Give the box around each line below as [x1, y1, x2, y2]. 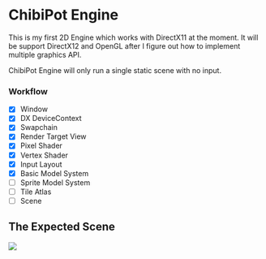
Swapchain [19, 123, 58, 132]
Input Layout [19, 159, 62, 169]
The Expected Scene [8, 220, 116, 234]
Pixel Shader [19, 140, 63, 151]
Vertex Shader [19, 150, 69, 160]
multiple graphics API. [8, 50, 82, 59]
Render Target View [19, 132, 87, 141]
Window [19, 104, 49, 114]
